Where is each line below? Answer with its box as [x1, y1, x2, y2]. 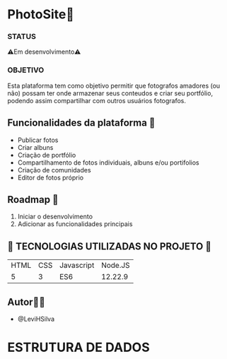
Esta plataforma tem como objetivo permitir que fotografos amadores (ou [7, 81, 221, 90]
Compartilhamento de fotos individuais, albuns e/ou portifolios [17, 158, 199, 167]
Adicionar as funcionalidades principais [17, 220, 133, 228]
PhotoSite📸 [7, 6, 74, 23]
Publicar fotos [17, 136, 59, 144]
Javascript [59, 261, 95, 271]
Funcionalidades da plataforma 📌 [7, 117, 156, 129]
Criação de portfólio [17, 151, 76, 159]
